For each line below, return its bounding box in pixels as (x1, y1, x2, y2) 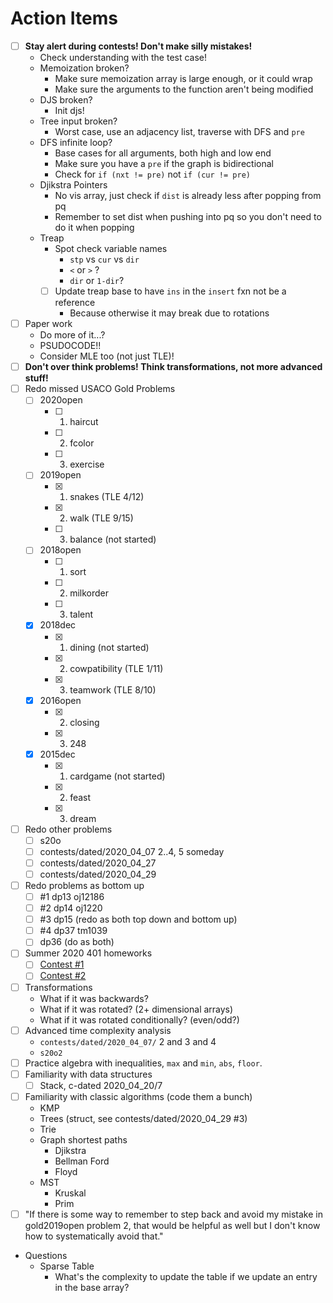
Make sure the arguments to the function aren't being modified (54, 83, 314, 95)
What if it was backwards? (39, 992, 149, 1004)
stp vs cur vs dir (69, 253, 140, 265)
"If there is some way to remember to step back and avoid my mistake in (24, 1208, 323, 1220)
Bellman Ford (54, 1155, 110, 1167)
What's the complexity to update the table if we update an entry (54, 1270, 318, 1282)
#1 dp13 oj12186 (39, 891, 105, 902)
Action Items (10, 7, 118, 30)
